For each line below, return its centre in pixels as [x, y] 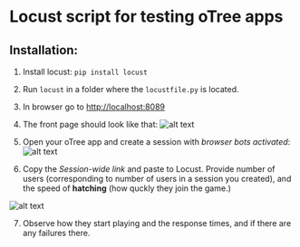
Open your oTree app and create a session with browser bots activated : [156, 142]
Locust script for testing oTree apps [146, 17]
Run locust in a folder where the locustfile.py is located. [131, 89]
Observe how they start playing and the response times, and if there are [157, 223]
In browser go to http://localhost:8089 [94, 107]
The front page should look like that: [90, 124]
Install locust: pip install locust [85, 71]
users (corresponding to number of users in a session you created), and [157, 179]
